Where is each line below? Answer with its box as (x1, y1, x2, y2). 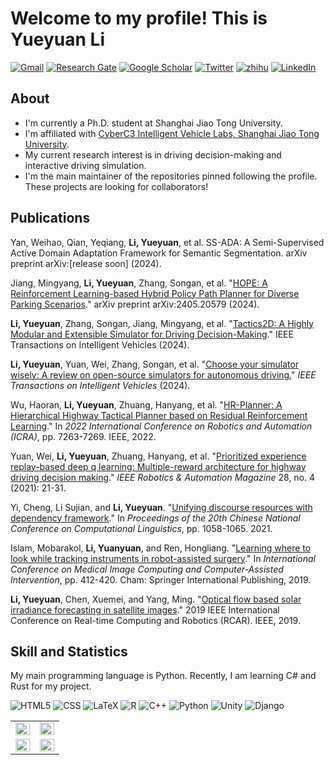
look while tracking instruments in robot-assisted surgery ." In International (10, 552, 317, 564)
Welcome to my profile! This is (10, 7, 268, 30)
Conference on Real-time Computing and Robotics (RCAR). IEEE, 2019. (10, 614, 301, 626)
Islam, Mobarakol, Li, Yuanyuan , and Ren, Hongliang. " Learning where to (10, 542, 312, 554)
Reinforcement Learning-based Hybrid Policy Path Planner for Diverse (10, 287, 300, 299)
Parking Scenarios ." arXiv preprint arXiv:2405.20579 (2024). (10, 298, 260, 310)
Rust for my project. (10, 680, 92, 692)
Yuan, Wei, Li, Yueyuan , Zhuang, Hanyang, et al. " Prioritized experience (10, 450, 307, 462)
